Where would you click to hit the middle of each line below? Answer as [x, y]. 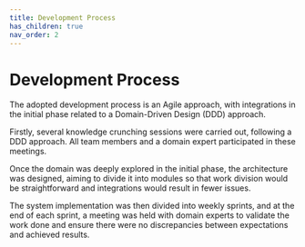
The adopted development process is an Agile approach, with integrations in [152, 104]
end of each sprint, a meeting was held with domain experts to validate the [149, 215]
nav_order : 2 [34, 35]
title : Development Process [63, 18]
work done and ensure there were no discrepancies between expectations [149, 225]
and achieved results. [50, 235]
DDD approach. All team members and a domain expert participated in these [152, 142]
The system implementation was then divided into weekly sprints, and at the [152, 206]
